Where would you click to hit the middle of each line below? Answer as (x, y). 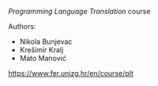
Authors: (22, 26)
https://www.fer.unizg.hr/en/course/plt (71, 73)
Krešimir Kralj (41, 50)
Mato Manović (43, 58)
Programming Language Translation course (79, 11)
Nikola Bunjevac (46, 41)
